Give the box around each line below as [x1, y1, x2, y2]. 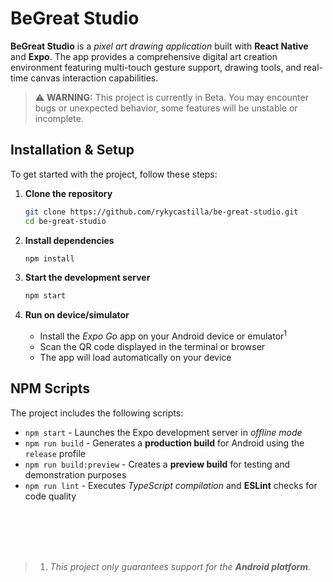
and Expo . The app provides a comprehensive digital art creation [10, 50, 278, 62]
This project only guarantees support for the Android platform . [49, 560, 312, 572]
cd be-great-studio [24, 216, 107, 226]
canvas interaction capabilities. [30, 72, 159, 84]
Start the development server [24, 272, 151, 284]
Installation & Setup [10, 142, 135, 159]
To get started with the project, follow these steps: [10, 168, 218, 180]
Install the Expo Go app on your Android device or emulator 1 [39, 328, 288, 342]
